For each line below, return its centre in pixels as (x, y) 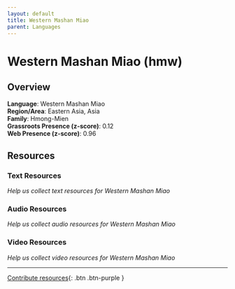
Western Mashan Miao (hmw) (95, 61)
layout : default (31, 14)
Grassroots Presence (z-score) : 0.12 (60, 126)
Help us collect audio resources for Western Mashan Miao (92, 224)
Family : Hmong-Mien (38, 119)
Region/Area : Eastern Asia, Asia (54, 111)
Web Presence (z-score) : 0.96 (52, 134)
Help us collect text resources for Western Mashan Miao (88, 191)
